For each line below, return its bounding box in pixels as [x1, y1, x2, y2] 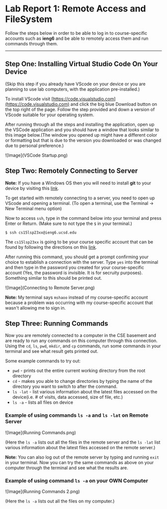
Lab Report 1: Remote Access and [5, 3, 146, 14]
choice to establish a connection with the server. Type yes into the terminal [5, 259, 158, 265]
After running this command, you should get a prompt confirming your [5, 254, 149, 260]
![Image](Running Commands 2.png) [5, 488, 81, 494]
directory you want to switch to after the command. [12, 383, 118, 389]
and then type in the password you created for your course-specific [5, 264, 144, 270]
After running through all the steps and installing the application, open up [5, 121, 155, 127]
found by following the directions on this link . [5, 244, 97, 250]
